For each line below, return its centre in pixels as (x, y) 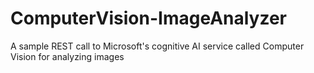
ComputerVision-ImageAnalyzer (149, 18)
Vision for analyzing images (67, 56)
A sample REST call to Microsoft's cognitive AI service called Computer (157, 46)
